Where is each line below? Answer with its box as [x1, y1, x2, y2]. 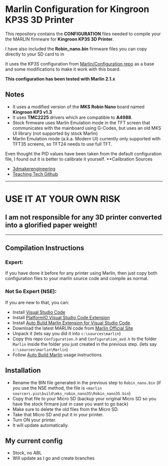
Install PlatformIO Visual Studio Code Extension [12, 314, 110, 320]
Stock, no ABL [12, 450, 42, 456]
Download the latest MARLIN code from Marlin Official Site [12, 325, 133, 331]
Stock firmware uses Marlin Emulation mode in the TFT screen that [12, 119, 150, 126]
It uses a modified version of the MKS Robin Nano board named [12, 104, 145, 110]
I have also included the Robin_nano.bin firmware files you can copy [5, 46, 147, 52]
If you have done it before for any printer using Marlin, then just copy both [5, 270, 157, 276]
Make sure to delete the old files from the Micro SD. [12, 406, 119, 412]
